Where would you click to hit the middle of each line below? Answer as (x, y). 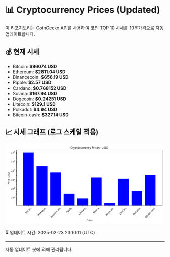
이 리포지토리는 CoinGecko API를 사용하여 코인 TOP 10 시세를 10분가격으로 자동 (84, 28)
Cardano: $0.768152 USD (39, 88)
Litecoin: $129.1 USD (34, 104)
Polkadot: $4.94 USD (35, 109)
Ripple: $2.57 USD (32, 82)
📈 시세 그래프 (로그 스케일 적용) (52, 132)
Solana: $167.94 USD (35, 93)
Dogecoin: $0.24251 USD (39, 99)
